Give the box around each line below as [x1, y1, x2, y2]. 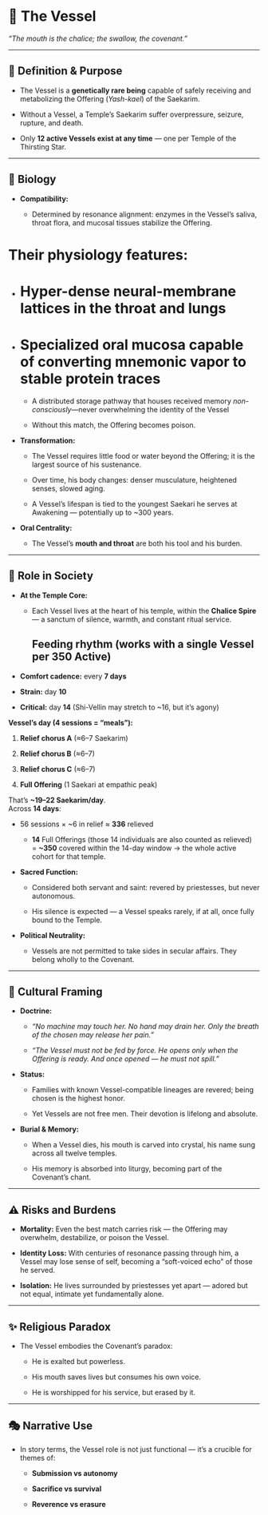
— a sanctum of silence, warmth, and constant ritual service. [31, 614, 232, 624]
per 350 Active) [31, 650, 112, 664]
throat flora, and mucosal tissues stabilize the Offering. [31, 217, 213, 227]
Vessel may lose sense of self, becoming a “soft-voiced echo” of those [19, 1257, 253, 1266]
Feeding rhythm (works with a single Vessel [31, 638, 254, 651]
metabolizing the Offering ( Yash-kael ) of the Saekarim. [19, 93, 201, 103]
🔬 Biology [8, 173, 57, 186]
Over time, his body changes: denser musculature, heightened [31, 475, 238, 484]
